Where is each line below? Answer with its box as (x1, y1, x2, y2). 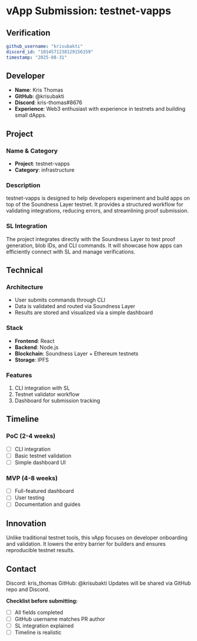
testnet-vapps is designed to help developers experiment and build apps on (6, 194, 191, 202)
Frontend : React (14, 337, 55, 344)
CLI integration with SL (14, 384, 70, 392)
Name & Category (6, 146, 58, 155)
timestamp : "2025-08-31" (6, 55, 67, 60)
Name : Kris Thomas (14, 86, 64, 94)
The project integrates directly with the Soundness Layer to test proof (6, 235, 176, 242)
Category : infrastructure (14, 166, 75, 174)
